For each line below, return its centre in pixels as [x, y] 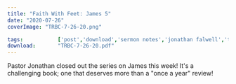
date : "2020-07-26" [36, 20]
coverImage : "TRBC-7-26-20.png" [54, 27]
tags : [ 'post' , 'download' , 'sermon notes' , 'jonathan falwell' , [116, 39]
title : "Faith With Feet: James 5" [59, 14]
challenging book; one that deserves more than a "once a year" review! [110, 73]
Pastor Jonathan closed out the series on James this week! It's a [101, 66]
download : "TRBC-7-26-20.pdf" [61, 46]
